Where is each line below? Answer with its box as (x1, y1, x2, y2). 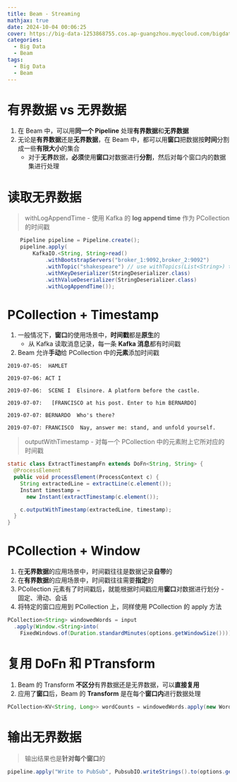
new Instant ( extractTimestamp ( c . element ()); (25, 493, 159, 500)
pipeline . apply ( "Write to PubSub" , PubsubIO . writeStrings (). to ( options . (7, 768, 226, 775)
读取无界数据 (7, 189, 83, 205)
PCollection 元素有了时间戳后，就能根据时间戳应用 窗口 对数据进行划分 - (17, 585, 224, 594)
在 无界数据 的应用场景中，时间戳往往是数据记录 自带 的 (17, 567, 173, 576)
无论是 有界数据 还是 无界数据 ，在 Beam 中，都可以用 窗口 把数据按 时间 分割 (17, 136, 230, 144)
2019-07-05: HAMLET (7, 363, 68, 370)
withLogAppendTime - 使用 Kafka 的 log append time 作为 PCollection (24, 214, 230, 222)
